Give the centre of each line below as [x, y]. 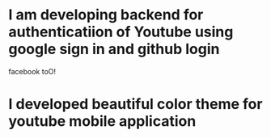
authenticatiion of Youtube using [121, 32]
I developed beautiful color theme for [135, 105]
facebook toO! [32, 71]
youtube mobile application [102, 121]
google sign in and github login [114, 49]
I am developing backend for [106, 15]
